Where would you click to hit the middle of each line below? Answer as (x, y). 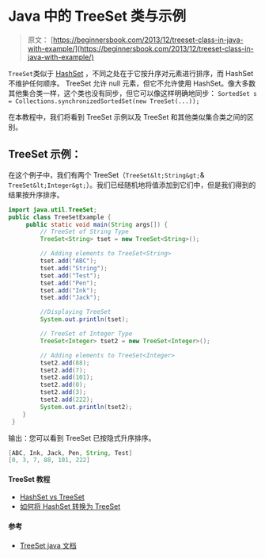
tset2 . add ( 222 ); (66, 399)
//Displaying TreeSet (76, 312)
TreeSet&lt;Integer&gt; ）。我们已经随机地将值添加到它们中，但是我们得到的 (132, 185)
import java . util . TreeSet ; (53, 210)
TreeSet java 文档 (48, 545)
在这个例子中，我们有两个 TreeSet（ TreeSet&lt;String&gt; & (106, 174)
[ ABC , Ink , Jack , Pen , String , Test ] (70, 453)
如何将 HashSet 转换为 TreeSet (70, 506)
